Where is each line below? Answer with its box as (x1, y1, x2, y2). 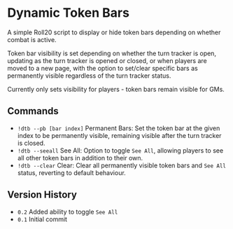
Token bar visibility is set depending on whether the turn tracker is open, (7, 49, 217, 57)
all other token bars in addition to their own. (17, 153, 143, 162)
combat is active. (7, 35, 57, 43)
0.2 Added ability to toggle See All (17, 207, 118, 216)
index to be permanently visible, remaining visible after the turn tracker (17, 131, 222, 139)
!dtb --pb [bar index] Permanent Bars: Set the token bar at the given (17, 124, 220, 132)
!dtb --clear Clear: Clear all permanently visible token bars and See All (17, 161, 226, 169)
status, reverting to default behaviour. (17, 168, 126, 176)
